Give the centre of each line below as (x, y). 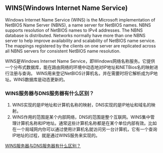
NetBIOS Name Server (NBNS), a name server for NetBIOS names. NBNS (78, 25)
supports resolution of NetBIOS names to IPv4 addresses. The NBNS (74, 30)
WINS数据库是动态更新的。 (41, 79)
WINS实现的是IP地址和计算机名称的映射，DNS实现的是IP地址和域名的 (81, 105)
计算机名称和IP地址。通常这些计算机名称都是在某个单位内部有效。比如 (87, 123)
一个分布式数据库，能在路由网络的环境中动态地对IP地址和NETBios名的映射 (80, 67)
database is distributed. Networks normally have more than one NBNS (75, 35)
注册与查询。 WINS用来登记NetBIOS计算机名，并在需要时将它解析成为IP (81, 73)
